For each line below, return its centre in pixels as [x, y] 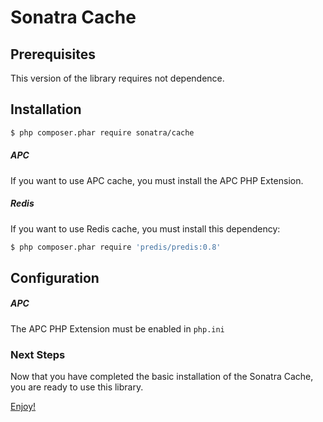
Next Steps [38, 354]
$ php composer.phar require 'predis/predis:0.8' [116, 247]
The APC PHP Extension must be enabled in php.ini [117, 328]
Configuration [55, 277]
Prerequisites [53, 54]
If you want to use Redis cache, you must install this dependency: [145, 228]
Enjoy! [23, 407]
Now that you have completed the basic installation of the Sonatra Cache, [162, 377]
